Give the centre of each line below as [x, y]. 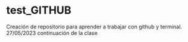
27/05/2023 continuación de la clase [52, 33]
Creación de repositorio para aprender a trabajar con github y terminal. [94, 27]
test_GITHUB [39, 10]
